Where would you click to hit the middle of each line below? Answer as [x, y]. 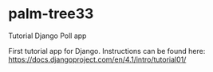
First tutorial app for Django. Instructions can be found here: [107, 51]
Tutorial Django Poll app [47, 36]
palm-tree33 [51, 14]
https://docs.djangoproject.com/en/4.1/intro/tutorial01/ [97, 59]
